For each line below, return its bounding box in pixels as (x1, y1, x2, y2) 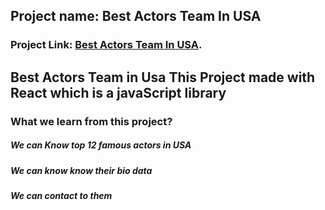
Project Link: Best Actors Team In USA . (10, 38, 203, 52)
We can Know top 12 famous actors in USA (10, 139, 192, 151)
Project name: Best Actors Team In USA (10, 8, 262, 25)
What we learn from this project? (10, 114, 173, 128)
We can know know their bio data (10, 164, 153, 176)
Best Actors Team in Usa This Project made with (10, 69, 316, 86)
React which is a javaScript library (10, 84, 227, 101)
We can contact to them (10, 189, 113, 201)
